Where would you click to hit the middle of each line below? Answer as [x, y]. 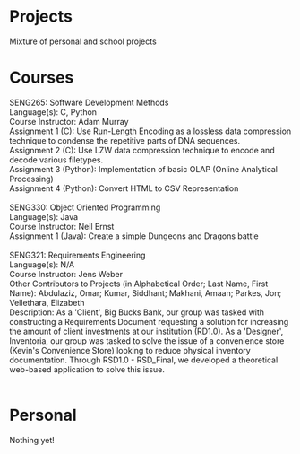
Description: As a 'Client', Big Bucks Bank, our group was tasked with [137, 312]
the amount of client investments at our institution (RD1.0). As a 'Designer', [146, 331]
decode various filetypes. [56, 160]
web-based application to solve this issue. [87, 369]
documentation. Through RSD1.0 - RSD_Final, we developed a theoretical [144, 360]
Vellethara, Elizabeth [47, 302]
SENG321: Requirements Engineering [77, 255]
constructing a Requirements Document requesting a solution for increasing [149, 321]
